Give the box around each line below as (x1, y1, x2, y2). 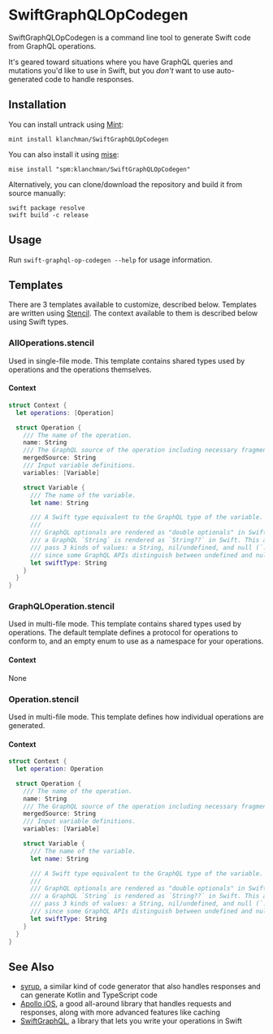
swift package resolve (8, 203, 85, 212)
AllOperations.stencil (8, 338, 95, 349)
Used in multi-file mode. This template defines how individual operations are (8, 712, 264, 722)
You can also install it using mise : (8, 149, 119, 159)
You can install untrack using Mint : (8, 120, 124, 129)
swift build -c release (8, 211, 89, 219)
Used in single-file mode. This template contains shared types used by (8, 356, 245, 365)
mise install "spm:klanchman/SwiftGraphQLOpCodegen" (8, 165, 191, 173)
